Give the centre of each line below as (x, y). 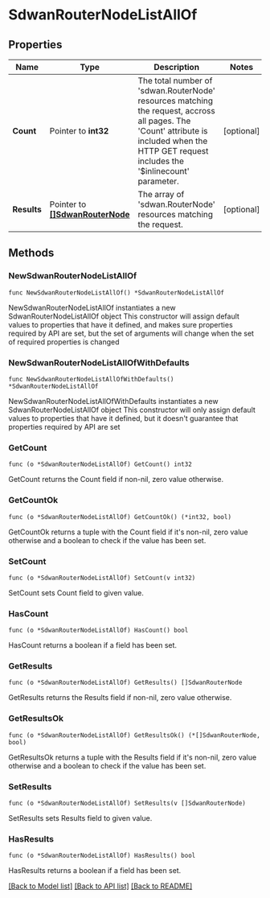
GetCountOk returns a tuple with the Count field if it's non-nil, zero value (129, 532)
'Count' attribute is (173, 131)
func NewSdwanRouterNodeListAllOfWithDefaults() (91, 379)
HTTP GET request (173, 151)
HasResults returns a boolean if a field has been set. (95, 871)
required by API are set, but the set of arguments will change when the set (131, 333)
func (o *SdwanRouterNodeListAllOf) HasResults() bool (102, 856)
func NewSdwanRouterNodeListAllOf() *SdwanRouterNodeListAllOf (117, 292)
